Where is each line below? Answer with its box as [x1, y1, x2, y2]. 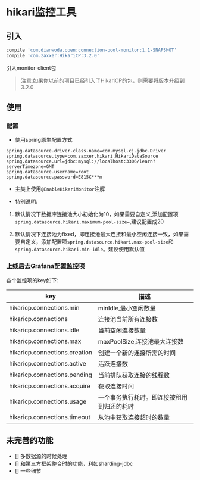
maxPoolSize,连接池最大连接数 [98, 337, 184, 345]
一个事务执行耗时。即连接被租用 [98, 393, 187, 401]
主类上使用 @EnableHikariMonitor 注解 [14, 185, 105, 192]
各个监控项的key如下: [6, 276, 58, 283]
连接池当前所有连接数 [98, 315, 158, 323]
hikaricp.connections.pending [9, 370, 92, 379]
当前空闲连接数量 [98, 326, 146, 334]
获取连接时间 [98, 382, 134, 390]
